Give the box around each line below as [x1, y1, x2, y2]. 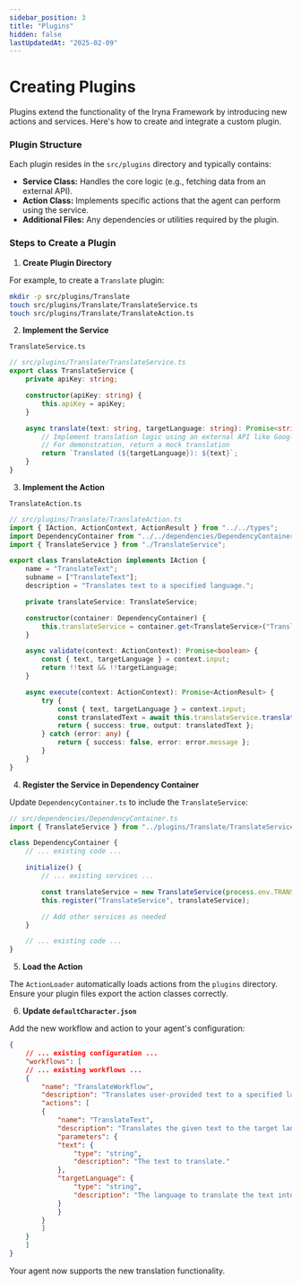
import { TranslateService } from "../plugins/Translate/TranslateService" [9, 823, 298, 832]
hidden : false [9, 30, 63, 39]
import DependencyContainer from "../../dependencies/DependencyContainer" [9, 532, 298, 541]
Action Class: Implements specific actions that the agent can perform [21, 195, 280, 207]
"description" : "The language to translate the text [73, 1191, 275, 1200]
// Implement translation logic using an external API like [41, 432, 271, 441]
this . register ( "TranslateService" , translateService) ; [41, 895, 251, 905]
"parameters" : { [56, 1132, 118, 1141]
